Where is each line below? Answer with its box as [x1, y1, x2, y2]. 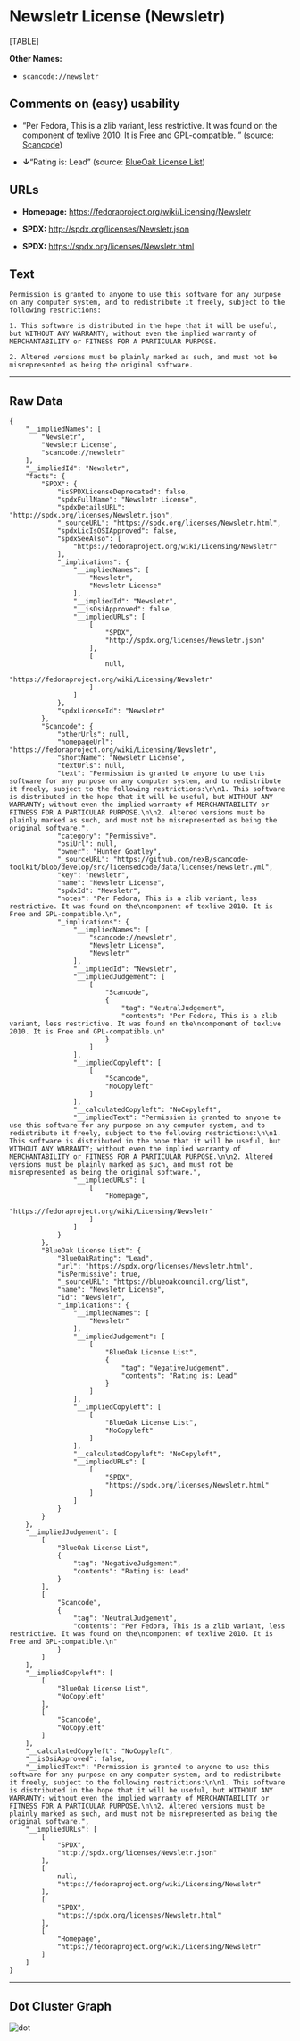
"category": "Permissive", [56, 831, 158, 841]
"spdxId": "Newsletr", [56, 887, 142, 896]
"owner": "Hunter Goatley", [56, 848, 162, 856]
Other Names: [9, 53, 62, 63]
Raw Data [9, 393, 64, 409]
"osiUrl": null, [56, 839, 118, 848]
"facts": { [25, 472, 66, 481]
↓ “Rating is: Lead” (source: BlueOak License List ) [21, 156, 205, 167]
